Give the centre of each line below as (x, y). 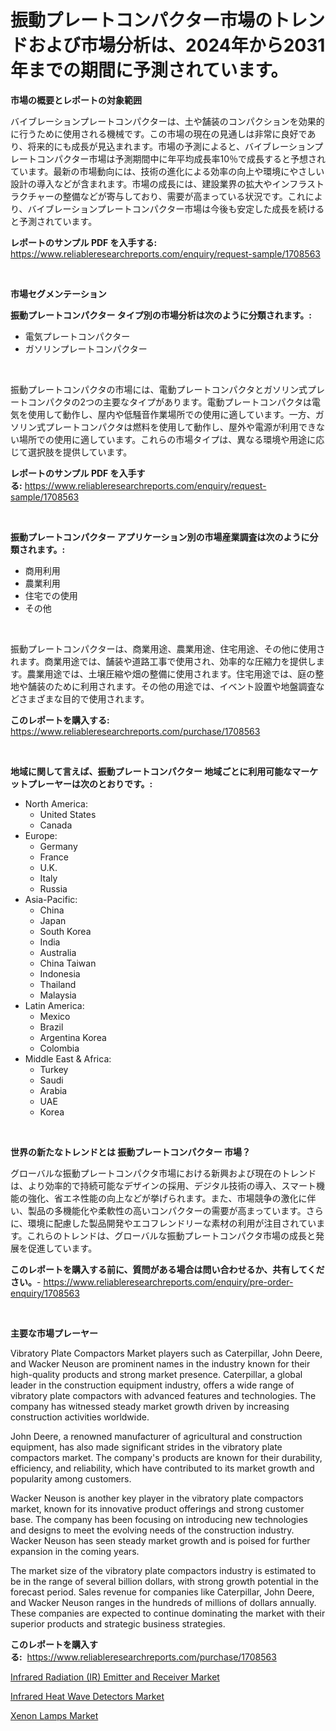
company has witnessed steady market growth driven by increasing (150, 1406)
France (54, 857)
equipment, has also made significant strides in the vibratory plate (146, 1447)
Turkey (54, 1069)
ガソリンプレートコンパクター (86, 348)
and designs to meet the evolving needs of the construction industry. (152, 1530)
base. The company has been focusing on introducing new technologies (159, 1519)
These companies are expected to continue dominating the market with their (168, 1613)
